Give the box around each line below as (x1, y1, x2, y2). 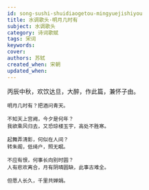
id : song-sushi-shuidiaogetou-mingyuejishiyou (7, 10, 143, 17)
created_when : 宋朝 (7, 61, 61, 68)
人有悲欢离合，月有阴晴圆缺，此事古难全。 (7, 164, 110, 171)
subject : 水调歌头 (7, 23, 56, 29)
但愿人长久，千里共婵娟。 (7, 177, 69, 184)
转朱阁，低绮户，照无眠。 (7, 143, 69, 150)
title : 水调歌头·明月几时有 (7, 16, 78, 23)
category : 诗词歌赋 (7, 29, 59, 36)
